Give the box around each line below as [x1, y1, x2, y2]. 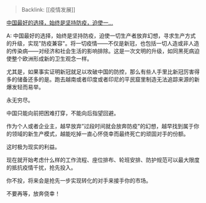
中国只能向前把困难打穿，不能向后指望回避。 [6, 110, 120, 117]
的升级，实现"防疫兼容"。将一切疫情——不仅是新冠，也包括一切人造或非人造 [6, 40, 200, 47]
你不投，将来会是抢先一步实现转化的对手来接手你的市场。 [6, 177, 151, 184]
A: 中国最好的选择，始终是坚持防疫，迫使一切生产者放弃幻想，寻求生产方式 [6, 32, 196, 39]
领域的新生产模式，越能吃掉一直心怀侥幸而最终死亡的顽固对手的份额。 [11, 130, 189, 137]
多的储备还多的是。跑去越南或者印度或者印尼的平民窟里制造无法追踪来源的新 [6, 76, 200, 83]
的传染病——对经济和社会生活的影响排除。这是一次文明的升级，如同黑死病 [6, 47, 194, 55]
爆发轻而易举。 [6, 83, 44, 91]
